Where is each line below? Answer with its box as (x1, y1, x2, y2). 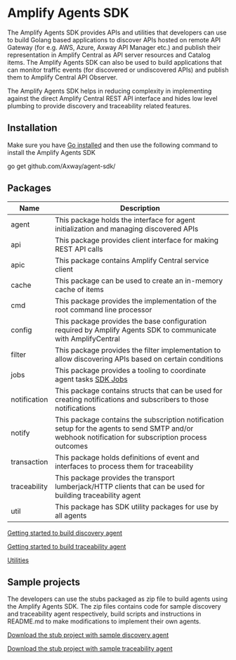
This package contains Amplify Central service (55, 255, 209, 265)
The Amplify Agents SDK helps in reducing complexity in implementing (7, 87, 212, 95)
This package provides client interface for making (55, 235, 219, 245)
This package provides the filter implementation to (55, 345, 221, 355)
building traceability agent (55, 490, 141, 500)
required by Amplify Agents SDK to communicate (55, 325, 216, 335)
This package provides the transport (55, 473, 176, 483)
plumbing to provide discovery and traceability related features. (7, 101, 192, 110)
